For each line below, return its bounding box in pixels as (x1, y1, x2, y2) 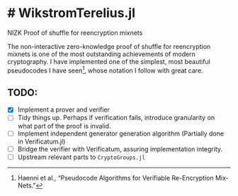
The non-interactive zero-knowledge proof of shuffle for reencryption (7, 42, 211, 50)
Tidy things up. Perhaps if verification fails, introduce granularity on (17, 114, 215, 122)
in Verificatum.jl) (17, 137, 66, 146)
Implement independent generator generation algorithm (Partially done (17, 129, 225, 138)
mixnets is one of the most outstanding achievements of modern (7, 50, 196, 58)
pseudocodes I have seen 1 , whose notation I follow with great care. (7, 65, 203, 75)
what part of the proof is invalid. (17, 121, 111, 130)
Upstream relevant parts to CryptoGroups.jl (17, 153, 146, 161)
